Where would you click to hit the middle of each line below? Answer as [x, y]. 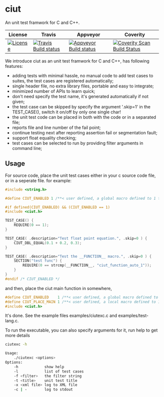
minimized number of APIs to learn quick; [54, 91]
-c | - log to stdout [43, 390]
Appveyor [89, 34]
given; [19, 102]
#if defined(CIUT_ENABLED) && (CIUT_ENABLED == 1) [58, 207]
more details [18, 335]
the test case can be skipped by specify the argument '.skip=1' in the [81, 106]
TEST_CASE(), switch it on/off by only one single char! [66, 112]
